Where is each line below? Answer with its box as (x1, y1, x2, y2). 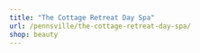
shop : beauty (9, 30, 59, 39)
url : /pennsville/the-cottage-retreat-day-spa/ (9, 22, 192, 31)
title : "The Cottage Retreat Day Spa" (9, 13, 155, 22)
